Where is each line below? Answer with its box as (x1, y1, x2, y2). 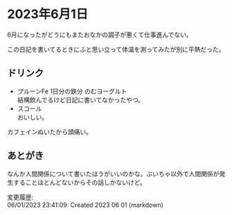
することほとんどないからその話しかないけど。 (12, 178, 147, 187)
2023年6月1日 (7, 6, 89, 22)
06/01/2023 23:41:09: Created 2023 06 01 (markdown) (7, 200, 164, 209)
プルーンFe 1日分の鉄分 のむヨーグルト (17, 87, 127, 95)
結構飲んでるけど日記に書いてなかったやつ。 (17, 95, 145, 104)
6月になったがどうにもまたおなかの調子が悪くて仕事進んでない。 (7, 30, 193, 39)
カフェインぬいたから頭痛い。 (7, 127, 92, 135)
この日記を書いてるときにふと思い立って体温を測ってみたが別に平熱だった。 (7, 45, 225, 53)
